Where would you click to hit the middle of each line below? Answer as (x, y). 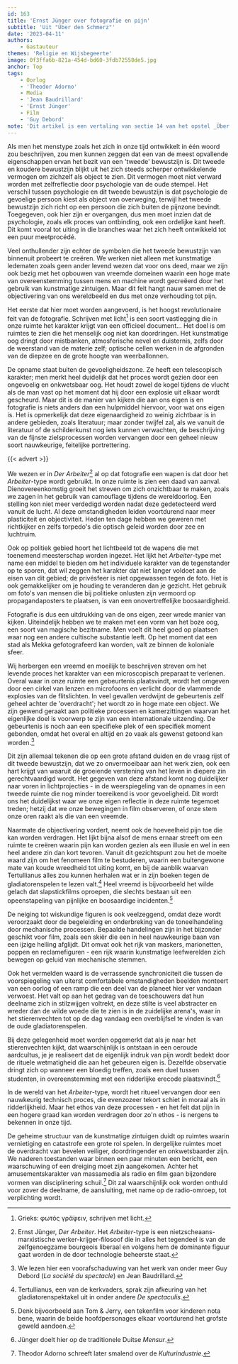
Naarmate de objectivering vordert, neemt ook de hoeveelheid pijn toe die (115, 830)
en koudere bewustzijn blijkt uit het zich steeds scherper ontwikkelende (112, 169)
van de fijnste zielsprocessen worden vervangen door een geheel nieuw (113, 438)
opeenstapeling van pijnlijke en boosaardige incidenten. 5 (90, 900)
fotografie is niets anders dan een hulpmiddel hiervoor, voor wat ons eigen (116, 407)
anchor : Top (25, 67)
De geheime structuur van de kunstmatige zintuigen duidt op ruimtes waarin (118, 1136)
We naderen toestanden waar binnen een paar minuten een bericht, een (112, 1159)
